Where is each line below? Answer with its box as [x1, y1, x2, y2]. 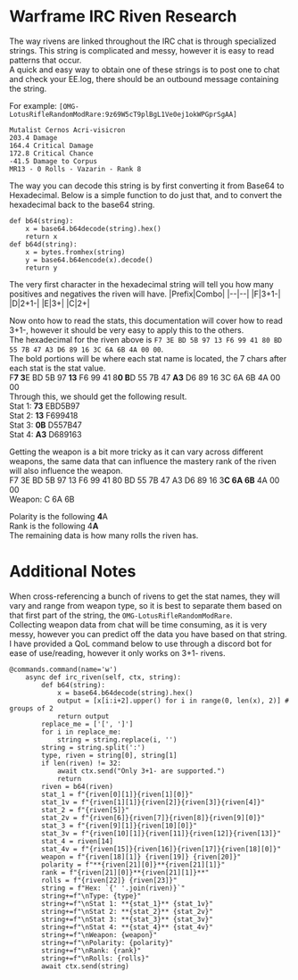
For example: [9, 100, 58, 111]
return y [25, 263, 58, 272]
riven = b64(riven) [41, 782, 114, 791]
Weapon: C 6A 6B [9, 494, 75, 504]
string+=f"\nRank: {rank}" [41, 946, 142, 955]
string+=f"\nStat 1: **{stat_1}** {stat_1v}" [41, 899, 214, 908]
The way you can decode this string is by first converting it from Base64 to [9, 180, 285, 191]
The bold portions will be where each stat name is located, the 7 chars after [9, 353, 287, 363]
